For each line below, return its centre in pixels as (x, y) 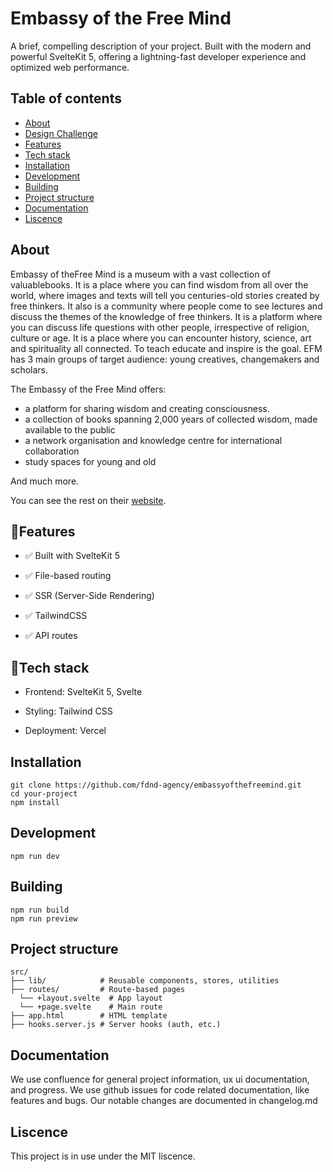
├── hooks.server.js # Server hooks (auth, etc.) (116, 1025)
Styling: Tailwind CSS (68, 711)
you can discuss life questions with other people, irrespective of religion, (160, 327)
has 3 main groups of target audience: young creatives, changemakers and (165, 359)
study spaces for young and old (90, 461)
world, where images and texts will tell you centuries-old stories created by (165, 295)
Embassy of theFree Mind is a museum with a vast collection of (140, 274)
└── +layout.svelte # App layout (91, 998)
